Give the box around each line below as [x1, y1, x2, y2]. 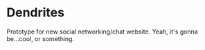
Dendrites [6, 5, 65, 21]
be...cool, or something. [6, 34, 74, 42]
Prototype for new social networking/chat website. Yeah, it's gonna [6, 27, 198, 36]
